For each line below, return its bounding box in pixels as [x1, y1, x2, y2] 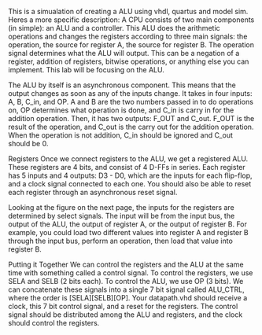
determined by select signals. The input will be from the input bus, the [8, 212, 235, 220]
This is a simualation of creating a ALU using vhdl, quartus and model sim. [8, 7, 249, 16]
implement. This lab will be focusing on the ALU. [8, 65, 165, 74]
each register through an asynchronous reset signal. [8, 188, 178, 197]
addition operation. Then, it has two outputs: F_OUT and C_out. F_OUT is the [8, 114, 255, 123]
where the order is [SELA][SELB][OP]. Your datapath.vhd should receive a [8, 293, 248, 302]
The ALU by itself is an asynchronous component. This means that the [8, 80, 236, 90]
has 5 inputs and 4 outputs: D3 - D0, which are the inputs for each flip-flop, [8, 171, 253, 180]
